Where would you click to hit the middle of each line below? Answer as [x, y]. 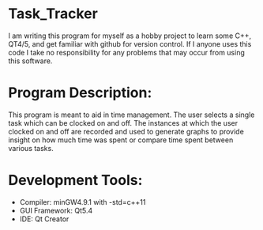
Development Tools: [75, 181]
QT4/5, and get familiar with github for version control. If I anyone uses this [130, 43]
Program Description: [80, 93]
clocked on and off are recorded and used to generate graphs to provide [126, 131]
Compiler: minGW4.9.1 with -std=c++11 [83, 202]
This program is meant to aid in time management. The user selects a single [131, 115]
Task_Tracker [53, 14]
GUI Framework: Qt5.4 [56, 210]
